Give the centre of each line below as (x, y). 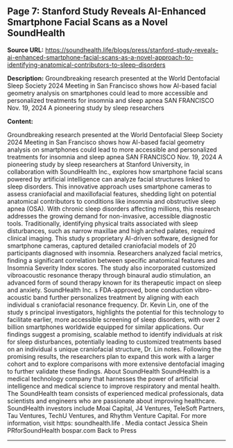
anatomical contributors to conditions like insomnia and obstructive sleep (112, 201)
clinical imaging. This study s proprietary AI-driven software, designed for (113, 238)
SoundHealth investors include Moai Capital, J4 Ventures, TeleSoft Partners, (116, 408)
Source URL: (25, 50)
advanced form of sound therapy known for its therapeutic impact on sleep (114, 282)
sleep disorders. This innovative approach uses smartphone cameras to (110, 186)
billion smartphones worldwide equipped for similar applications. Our (106, 327)
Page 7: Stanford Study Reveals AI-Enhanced (107, 11)
